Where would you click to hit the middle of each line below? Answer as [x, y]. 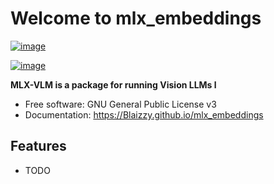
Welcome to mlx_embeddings [136, 18]
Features [38, 146]
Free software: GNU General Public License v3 [120, 104]
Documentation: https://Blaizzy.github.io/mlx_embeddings [144, 114]
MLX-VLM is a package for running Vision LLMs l [113, 84]
